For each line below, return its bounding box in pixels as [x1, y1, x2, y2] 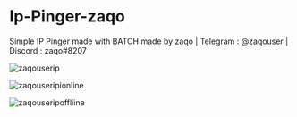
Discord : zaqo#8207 [9, 45, 87, 55]
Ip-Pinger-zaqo [9, 6, 125, 27]
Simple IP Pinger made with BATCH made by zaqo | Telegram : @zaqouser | [9, 36, 289, 46]
